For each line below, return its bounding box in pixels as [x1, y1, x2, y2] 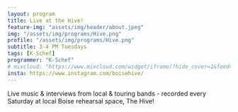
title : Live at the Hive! [7, 17, 84, 24]
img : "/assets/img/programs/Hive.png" [7, 30, 122, 38]
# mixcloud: [7, 63, 42, 70]
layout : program [7, 10, 55, 18]
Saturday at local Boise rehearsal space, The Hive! [7, 96, 154, 105]
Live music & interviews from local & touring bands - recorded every [7, 89, 207, 98]
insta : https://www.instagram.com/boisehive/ [7, 69, 144, 77]
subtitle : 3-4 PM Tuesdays [7, 43, 87, 50]
